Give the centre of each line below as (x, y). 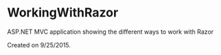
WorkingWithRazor (63, 13)
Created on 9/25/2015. (39, 45)
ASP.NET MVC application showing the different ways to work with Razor (110, 32)
